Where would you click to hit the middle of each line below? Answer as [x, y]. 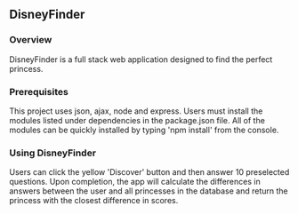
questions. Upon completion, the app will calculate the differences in [135, 182]
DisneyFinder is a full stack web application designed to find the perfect [141, 59]
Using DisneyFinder [52, 153]
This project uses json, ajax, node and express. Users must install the [136, 111]
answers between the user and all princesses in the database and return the [149, 191]
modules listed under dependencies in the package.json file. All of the [137, 120]
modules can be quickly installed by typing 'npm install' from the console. [144, 130]
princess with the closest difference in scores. [94, 201]
